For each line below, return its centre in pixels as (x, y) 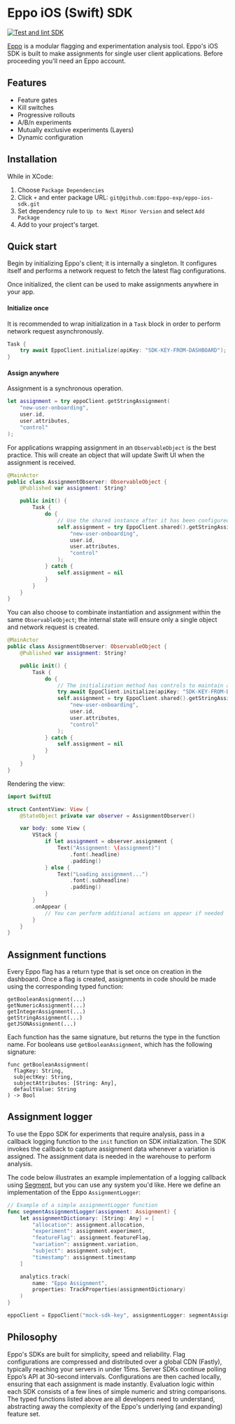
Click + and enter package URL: (63, 197)
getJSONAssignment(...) (42, 1024)
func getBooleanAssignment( (48, 1065)
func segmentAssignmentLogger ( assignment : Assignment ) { (92, 1212)
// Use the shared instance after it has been (126, 520)
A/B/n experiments (44, 122)
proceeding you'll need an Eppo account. (66, 60)
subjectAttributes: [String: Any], (65, 1083)
